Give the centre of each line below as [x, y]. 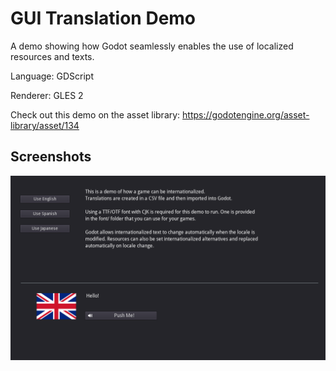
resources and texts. [52, 56]
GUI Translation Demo [103, 18]
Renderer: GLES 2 [47, 95]
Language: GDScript [52, 76]
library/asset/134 [45, 125]
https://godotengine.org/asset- [246, 114]
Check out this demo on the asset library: [95, 114]
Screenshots [51, 157]
